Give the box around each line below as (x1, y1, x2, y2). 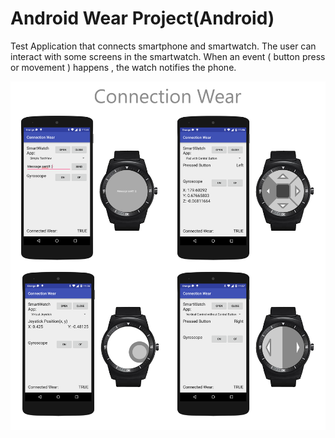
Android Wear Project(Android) (10, 7, 275, 30)
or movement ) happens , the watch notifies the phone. (10, 61, 237, 73)
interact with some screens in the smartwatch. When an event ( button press (10, 50, 326, 62)
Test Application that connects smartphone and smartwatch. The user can (10, 40, 317, 52)
